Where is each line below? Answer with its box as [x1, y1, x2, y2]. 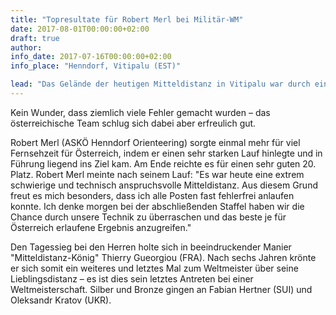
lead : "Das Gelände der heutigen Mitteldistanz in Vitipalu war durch [10, 79, 311, 90]
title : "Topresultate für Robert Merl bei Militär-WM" [10, 14, 244, 25]
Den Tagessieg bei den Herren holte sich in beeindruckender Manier [10, 241, 292, 253]
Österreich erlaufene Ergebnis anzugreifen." [10, 221, 192, 233]
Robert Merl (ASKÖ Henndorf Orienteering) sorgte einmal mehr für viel [10, 136, 301, 148]
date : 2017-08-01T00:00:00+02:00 [10, 24, 150, 34]
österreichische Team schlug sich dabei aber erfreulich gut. [10, 117, 257, 129]
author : [10, 42, 43, 53]
